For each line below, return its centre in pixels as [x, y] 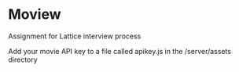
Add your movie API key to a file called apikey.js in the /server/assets [120, 51]
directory [23, 59]
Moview [35, 14]
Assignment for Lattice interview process [75, 36]
